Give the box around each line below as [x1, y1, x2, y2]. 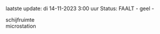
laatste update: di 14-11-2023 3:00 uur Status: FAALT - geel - [5, 5, 155, 12]
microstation [5, 23, 36, 29]
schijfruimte [5, 16, 35, 23]
